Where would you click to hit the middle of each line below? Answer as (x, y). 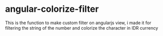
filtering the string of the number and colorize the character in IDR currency (82, 28)
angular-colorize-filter (52, 9)
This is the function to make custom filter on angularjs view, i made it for (78, 23)
